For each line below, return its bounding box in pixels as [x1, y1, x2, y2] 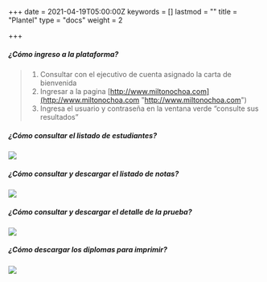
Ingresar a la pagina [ [39, 86, 111, 96]
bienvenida [39, 78, 77, 88]
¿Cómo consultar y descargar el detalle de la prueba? [8, 206, 192, 216]
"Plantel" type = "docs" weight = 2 [8, 15, 123, 25]
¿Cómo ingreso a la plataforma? [8, 49, 119, 59]
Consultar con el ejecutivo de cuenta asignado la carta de [39, 69, 232, 79]
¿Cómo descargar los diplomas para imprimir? [8, 245, 167, 255]
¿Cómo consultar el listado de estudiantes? [8, 130, 158, 140]
